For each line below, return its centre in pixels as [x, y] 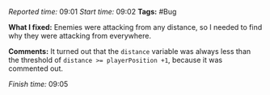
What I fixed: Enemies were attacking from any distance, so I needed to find [135, 27]
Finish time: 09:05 [38, 84]
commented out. [36, 68]
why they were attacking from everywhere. [80, 36]
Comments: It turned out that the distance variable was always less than [130, 51]
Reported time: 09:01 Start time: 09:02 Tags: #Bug [93, 12]
